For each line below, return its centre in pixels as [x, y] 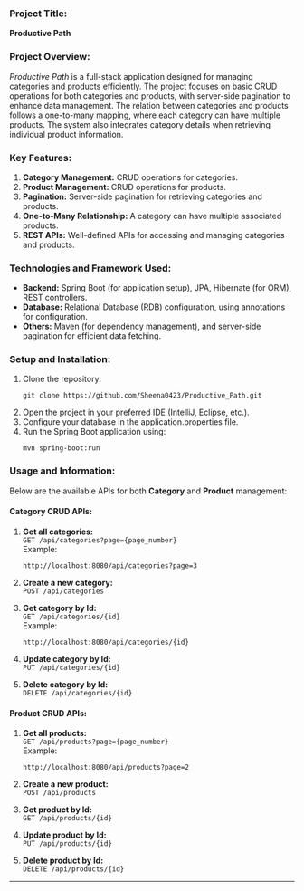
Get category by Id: [59, 608]
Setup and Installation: [60, 359]
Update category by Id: [66, 658]
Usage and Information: [62, 471]
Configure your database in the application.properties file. [130, 422]
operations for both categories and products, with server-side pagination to [150, 96]
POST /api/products [59, 793]
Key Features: [41, 158]
